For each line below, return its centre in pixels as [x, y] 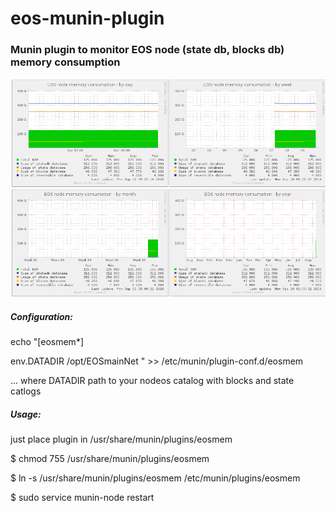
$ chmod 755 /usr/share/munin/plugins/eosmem [110, 459]
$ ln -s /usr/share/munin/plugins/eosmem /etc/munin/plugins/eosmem [155, 478]
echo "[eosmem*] [47, 342]
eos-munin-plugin [87, 18]
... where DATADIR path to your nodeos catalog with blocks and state [152, 381]
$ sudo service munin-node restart [82, 498]
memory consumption [65, 62]
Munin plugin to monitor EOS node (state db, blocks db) [147, 50]
